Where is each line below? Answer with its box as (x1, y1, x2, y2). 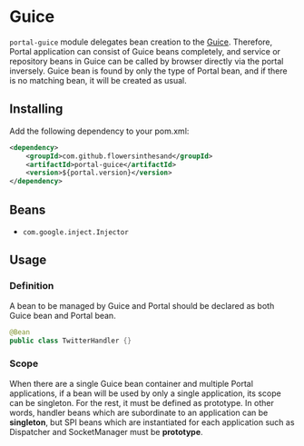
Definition (9, 280, 54, 292)
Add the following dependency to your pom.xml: (9, 125, 190, 136)
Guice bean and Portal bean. (9, 310, 116, 321)
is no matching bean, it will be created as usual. (9, 74, 188, 85)
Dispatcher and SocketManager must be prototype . (9, 426, 203, 437)
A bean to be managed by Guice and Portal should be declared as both (9, 300, 275, 311)
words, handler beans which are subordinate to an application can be (9, 407, 269, 418)
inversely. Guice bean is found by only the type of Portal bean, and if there (9, 65, 288, 76)
